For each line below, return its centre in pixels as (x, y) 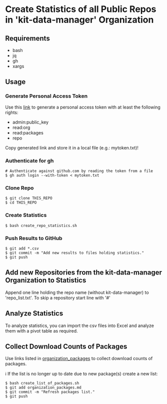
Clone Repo (19, 187)
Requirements (27, 38)
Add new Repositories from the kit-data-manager (84, 273)
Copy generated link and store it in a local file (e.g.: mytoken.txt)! (72, 147)
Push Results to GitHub (34, 238)
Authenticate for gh (29, 160)
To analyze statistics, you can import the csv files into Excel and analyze (79, 325)
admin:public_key (30, 122)
